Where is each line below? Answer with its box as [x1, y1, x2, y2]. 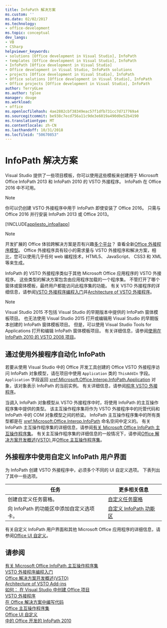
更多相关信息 [118, 486, 149, 493]
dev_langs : [5, 35, 28, 40]
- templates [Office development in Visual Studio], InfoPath [5, 58, 137, 63]
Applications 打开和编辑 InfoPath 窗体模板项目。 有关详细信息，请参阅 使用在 [5, 328, 162, 334]
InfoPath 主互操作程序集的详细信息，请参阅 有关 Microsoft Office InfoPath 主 [5, 425, 161, 430]
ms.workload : [5, 100, 32, 105]
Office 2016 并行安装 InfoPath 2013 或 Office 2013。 [5, 211, 112, 217]
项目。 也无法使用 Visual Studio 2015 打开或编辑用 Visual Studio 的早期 [9, 315, 155, 321]
